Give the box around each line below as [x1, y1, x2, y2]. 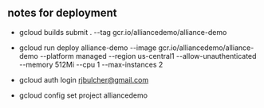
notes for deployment [7, 6, 117, 20]
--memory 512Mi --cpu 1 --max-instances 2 [18, 60, 164, 69]
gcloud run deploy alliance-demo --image [18, 43, 157, 52]
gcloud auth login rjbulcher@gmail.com [18, 75, 149, 84]
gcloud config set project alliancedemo [18, 91, 148, 100]
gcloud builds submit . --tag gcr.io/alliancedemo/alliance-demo [18, 27, 227, 37]
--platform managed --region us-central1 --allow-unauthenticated [40, 51, 257, 60]
